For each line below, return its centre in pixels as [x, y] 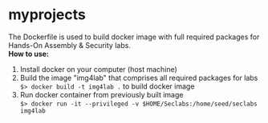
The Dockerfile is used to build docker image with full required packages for [134, 37]
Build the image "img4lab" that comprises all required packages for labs [139, 77]
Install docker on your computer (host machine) [99, 69]
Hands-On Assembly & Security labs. [69, 45]
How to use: [29, 54]
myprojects [47, 15]
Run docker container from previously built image [102, 94]
